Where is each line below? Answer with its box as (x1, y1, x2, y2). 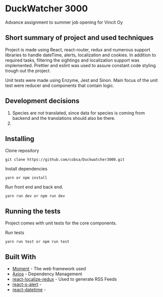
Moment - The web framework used (12, 266, 86, 271)
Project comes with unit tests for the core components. (5, 220, 117, 226)
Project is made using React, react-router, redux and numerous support (5, 46, 151, 52)
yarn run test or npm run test (5, 239, 70, 244)
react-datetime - (12, 287, 46, 293)
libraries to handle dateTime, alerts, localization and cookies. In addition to (5, 52, 157, 58)
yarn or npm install (5, 176, 48, 181)
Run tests (5, 230, 25, 236)
